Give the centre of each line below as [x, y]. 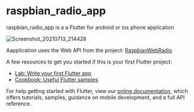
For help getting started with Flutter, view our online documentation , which [97, 91]
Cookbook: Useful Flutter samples [56, 79]
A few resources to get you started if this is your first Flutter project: [89, 62]
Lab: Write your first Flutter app [53, 73]
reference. [19, 103]
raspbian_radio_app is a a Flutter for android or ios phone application [90, 27]
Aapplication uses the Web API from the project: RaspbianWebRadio [89, 50]
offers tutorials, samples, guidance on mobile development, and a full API [96, 97]
